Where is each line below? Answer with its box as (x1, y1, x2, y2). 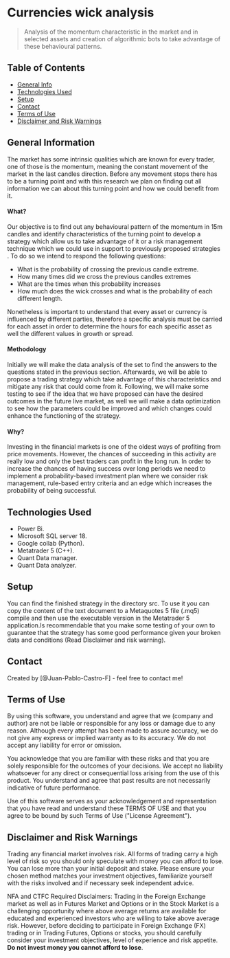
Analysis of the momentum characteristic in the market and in (23, 27, 198, 36)
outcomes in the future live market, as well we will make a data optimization (7, 397, 221, 405)
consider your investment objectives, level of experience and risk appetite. (7, 936, 218, 944)
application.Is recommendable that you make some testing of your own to (7, 621, 216, 630)
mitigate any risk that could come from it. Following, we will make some (7, 382, 209, 390)
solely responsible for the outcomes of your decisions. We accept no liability (7, 761, 223, 770)
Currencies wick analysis (7, 5, 154, 21)
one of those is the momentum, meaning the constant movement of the (7, 162, 209, 170)
